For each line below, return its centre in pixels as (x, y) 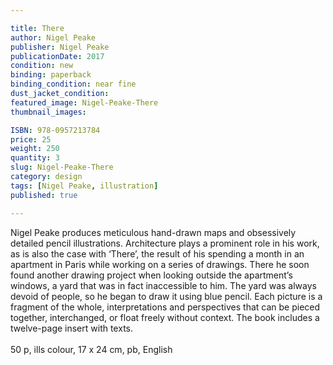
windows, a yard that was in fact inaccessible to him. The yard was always (163, 285)
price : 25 (31, 139)
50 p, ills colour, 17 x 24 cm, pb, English (91, 349)
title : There (37, 28)
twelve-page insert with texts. (71, 328)
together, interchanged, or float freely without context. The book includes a (165, 317)
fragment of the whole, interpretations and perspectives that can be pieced (165, 307)
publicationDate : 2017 (57, 56)
